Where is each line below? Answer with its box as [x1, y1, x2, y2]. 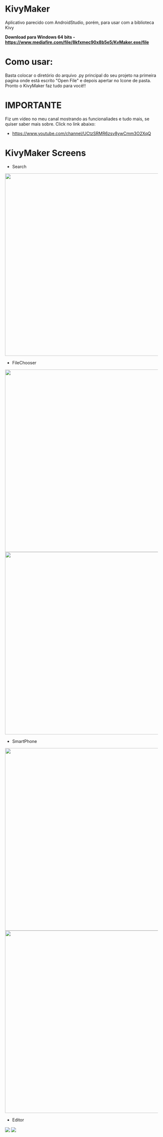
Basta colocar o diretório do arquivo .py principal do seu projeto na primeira [5, 72, 157, 78]
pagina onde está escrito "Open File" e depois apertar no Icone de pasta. [5, 77, 151, 83]
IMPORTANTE [5, 100, 62, 111]
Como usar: [5, 56, 53, 68]
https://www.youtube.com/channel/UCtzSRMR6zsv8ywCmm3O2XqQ [12, 130, 151, 136]
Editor [12, 1117, 24, 1122]
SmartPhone [12, 738, 37, 744]
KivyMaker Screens [5, 147, 86, 159]
